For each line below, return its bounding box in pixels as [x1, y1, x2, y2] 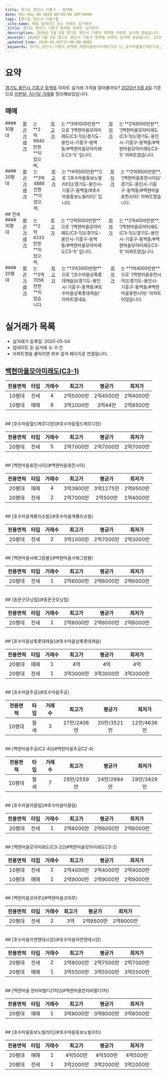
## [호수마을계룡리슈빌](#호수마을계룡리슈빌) [5, 513, 93, 520]
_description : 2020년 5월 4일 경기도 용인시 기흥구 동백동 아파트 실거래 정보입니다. [5, 30, 161, 35]
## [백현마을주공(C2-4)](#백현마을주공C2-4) [5, 746, 94, 752]
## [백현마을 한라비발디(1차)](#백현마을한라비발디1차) [5, 987, 109, 993]
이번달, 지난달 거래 [14, 90, 51, 97]
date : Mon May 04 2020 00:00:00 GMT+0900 [5, 12, 92, 17]
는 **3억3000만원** [61, 266, 102, 271]
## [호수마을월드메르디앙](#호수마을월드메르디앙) [5, 421, 101, 427]
